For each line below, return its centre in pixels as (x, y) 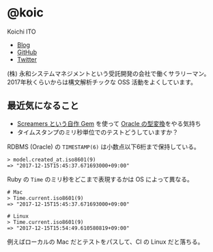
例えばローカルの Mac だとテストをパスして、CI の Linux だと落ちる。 (105, 242)
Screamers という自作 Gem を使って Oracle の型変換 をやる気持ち (109, 123)
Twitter (27, 59)
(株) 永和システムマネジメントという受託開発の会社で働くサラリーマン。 (109, 73)
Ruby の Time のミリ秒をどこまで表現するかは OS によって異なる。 (100, 179)
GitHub (27, 52)
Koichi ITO (22, 32)
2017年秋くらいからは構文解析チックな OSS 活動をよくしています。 (102, 82)
